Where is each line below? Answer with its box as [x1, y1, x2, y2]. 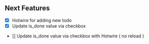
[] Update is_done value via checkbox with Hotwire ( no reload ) [12, 32, 144, 39]
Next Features [5, 4, 50, 12]
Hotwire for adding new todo [12, 17, 72, 23]
